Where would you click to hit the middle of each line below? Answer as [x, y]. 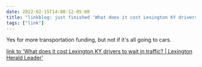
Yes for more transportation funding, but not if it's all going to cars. [89, 40]
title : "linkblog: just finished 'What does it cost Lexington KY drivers [102, 17]
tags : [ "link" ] [25, 23]
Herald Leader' [25, 58]
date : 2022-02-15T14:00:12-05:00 [48, 12]
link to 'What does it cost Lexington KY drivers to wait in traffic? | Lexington [99, 51]
